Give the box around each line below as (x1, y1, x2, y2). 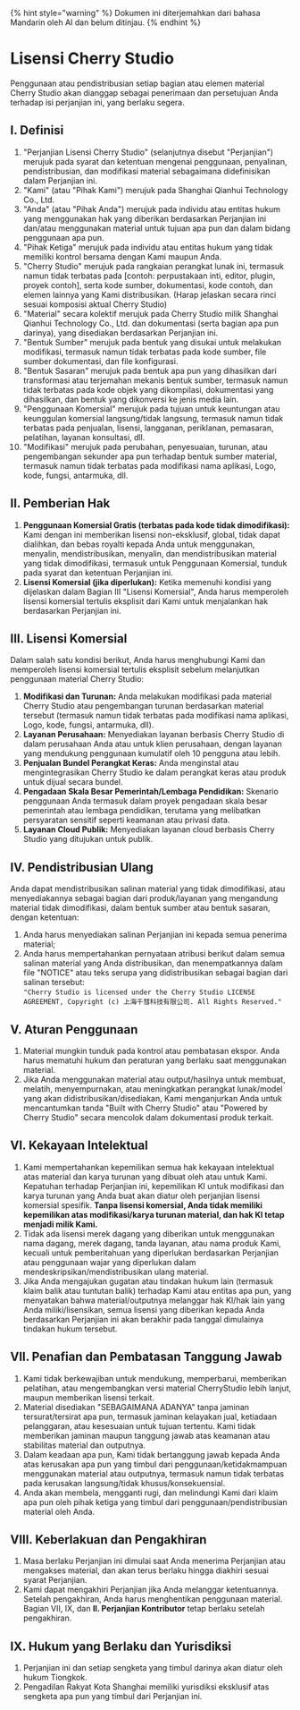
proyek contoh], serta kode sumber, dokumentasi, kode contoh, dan (22, 279, 273, 290)
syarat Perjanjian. (22, 1575, 87, 1586)
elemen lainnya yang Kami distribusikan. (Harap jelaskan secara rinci (22, 289, 277, 300)
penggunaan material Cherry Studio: (10, 674, 145, 685)
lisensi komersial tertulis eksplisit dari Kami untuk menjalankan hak (22, 595, 269, 607)
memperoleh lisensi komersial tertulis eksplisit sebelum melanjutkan (10, 664, 260, 675)
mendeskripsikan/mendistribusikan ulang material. (22, 1266, 209, 1277)
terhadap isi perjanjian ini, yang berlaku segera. (10, 97, 186, 107)
